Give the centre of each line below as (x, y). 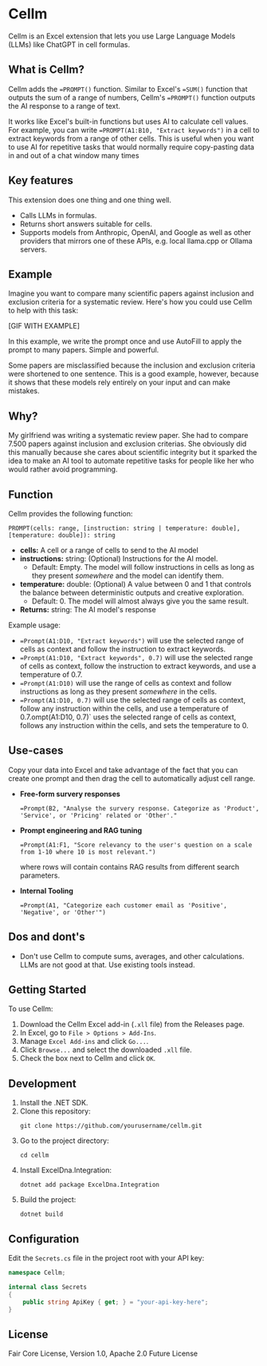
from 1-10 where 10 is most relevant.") (88, 852)
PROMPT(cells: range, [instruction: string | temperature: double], (124, 528)
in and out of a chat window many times (74, 155)
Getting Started (47, 990)
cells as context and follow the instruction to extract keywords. (123, 649)
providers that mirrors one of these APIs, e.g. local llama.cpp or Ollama (136, 241)
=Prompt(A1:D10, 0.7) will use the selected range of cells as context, (132, 700)
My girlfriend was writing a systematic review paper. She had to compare (128, 436)
